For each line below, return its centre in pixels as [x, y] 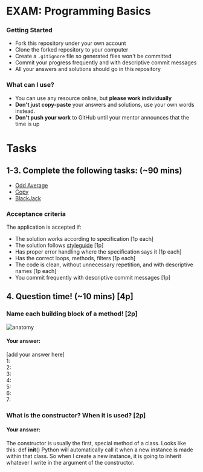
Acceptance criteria [36, 214]
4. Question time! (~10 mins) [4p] [70, 296]
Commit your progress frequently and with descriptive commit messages [106, 62]
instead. [25, 111]
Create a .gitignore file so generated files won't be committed [93, 56]
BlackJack [28, 198]
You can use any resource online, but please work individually [93, 98]
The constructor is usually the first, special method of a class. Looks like [96, 443]
